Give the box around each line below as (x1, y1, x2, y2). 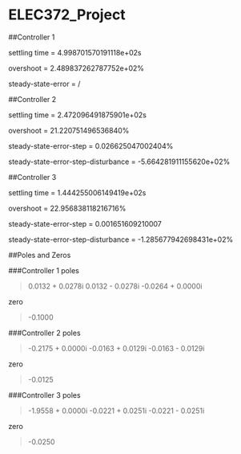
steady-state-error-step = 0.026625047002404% (8, 141, 174, 150)
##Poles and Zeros (8, 250, 71, 260)
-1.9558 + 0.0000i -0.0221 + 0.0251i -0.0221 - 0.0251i (27, 406, 205, 415)
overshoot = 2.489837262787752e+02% (8, 63, 145, 73)
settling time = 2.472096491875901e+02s (8, 110, 147, 120)
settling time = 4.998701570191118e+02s (8, 47, 142, 57)
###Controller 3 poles (8, 390, 82, 399)
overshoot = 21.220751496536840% (8, 125, 130, 135)
